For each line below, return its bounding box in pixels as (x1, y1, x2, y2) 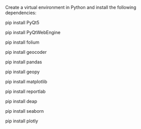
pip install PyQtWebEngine (5, 29, 61, 35)
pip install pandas (5, 59, 42, 65)
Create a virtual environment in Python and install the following (5, 5, 136, 10)
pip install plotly (5, 118, 39, 124)
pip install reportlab (5, 88, 46, 94)
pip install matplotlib (5, 79, 47, 84)
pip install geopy (5, 69, 40, 75)
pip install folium (5, 39, 40, 45)
